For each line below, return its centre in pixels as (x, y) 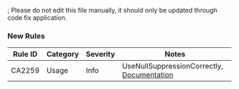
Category (63, 54)
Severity (100, 54)
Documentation (148, 75)
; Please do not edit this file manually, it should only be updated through (112, 10)
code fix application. (37, 18)
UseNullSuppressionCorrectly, (173, 66)
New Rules (26, 36)
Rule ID (25, 54)
